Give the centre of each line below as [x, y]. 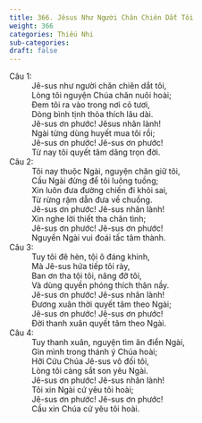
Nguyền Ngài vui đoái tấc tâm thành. [99, 238]
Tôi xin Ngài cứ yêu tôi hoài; [83, 390]
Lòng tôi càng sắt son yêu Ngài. [90, 371]
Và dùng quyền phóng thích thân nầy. [101, 285]
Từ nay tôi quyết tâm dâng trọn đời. [96, 152]
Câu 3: [21, 248]
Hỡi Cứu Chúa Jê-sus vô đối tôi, [90, 361]
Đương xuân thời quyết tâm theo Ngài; [101, 304]
